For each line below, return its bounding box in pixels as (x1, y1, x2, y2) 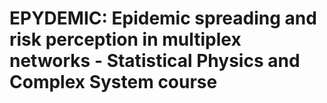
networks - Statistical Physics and (9, 50, 301, 72)
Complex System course (9, 71, 218, 94)
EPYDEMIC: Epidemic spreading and (9, 7, 317, 30)
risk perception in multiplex (9, 28, 242, 51)
